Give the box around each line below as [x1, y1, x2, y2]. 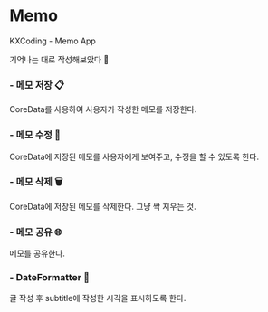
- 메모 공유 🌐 [9, 225, 62, 238]
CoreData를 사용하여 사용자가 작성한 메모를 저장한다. [9, 104, 197, 115]
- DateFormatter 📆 [9, 271, 91, 284]
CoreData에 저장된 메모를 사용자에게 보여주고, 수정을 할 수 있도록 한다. [9, 151, 260, 162]
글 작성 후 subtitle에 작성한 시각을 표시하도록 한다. [9, 293, 187, 304]
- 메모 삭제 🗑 [9, 175, 63, 188]
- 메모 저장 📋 [9, 79, 65, 91]
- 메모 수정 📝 [9, 128, 62, 141]
